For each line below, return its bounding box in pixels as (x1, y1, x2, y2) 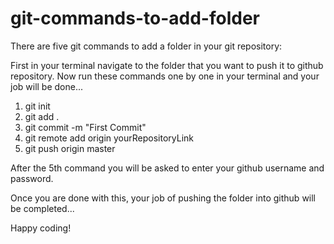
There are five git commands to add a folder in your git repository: (10, 40, 283, 52)
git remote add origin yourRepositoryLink (24, 132, 195, 144)
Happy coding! (10, 222, 72, 234)
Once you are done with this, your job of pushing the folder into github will (10, 192, 317, 204)
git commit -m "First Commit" (24, 121, 147, 133)
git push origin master (24, 142, 116, 154)
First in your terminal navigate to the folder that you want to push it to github (10, 59, 324, 71)
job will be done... (10, 80, 84, 92)
